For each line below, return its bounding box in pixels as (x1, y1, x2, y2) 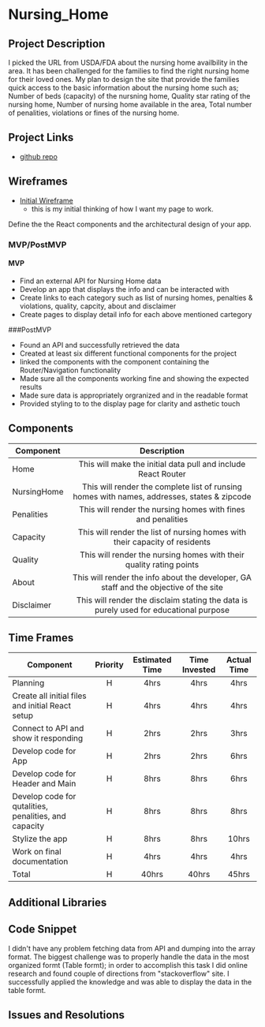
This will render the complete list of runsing (81, 481, 243, 492)
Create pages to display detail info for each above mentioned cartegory (19, 309, 252, 319)
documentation (12, 856, 69, 867)
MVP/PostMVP (8, 239, 67, 250)
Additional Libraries (8, 895, 107, 909)
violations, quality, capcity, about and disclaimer (19, 301, 177, 311)
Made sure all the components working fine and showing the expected (19, 373, 249, 383)
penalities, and (12, 811, 67, 822)
